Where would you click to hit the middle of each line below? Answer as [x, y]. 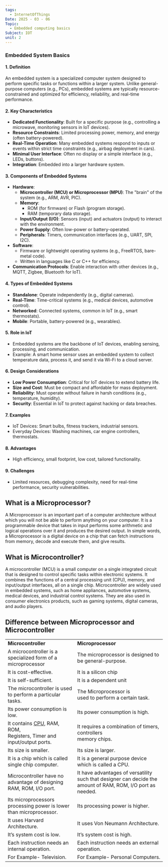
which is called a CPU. [103, 764]
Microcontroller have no [36, 776]
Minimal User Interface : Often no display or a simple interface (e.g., [82, 154]
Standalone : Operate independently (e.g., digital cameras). [73, 294]
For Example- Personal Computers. [119, 857]
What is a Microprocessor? [48, 503]
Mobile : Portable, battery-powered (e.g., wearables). [67, 321]
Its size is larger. [96, 750]
